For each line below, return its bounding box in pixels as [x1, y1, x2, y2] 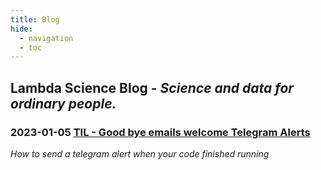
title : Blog [10, 14, 60, 25]
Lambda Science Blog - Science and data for [10, 79, 294, 96]
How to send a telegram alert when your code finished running [10, 147, 270, 160]
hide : [10, 24, 33, 34]
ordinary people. [10, 95, 117, 112]
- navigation [19, 33, 74, 43]
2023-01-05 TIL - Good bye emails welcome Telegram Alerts [10, 125, 311, 139]
